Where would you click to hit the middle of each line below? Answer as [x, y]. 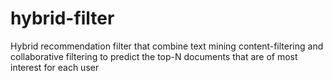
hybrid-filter [62, 18]
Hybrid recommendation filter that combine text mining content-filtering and [167, 46]
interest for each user [55, 67]
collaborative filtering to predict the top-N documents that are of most [154, 56]
